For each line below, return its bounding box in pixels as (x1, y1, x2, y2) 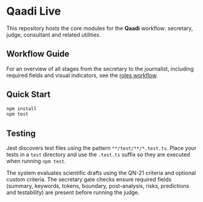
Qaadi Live (6, 4, 61, 18)
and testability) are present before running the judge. (6, 189, 140, 196)
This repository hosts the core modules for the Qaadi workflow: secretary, (6, 24, 193, 32)
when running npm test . (6, 157, 66, 165)
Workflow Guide (6, 49, 70, 59)
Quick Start (6, 89, 51, 100)
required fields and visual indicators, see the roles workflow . (6, 72, 158, 79)
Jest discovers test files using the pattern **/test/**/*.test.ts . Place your (6, 144, 197, 152)
